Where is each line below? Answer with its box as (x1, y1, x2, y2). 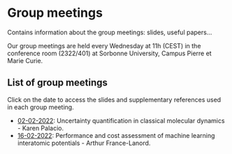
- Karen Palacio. (17, 124, 64, 132)
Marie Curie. (7, 56, 43, 64)
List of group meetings (7, 77, 108, 89)
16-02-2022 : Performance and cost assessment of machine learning (17, 131, 215, 139)
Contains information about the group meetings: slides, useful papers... (7, 28, 212, 36)
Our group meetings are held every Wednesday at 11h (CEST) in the (7, 41, 201, 50)
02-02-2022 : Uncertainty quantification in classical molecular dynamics (17, 116, 225, 125)
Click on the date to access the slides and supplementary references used (7, 95, 222, 104)
